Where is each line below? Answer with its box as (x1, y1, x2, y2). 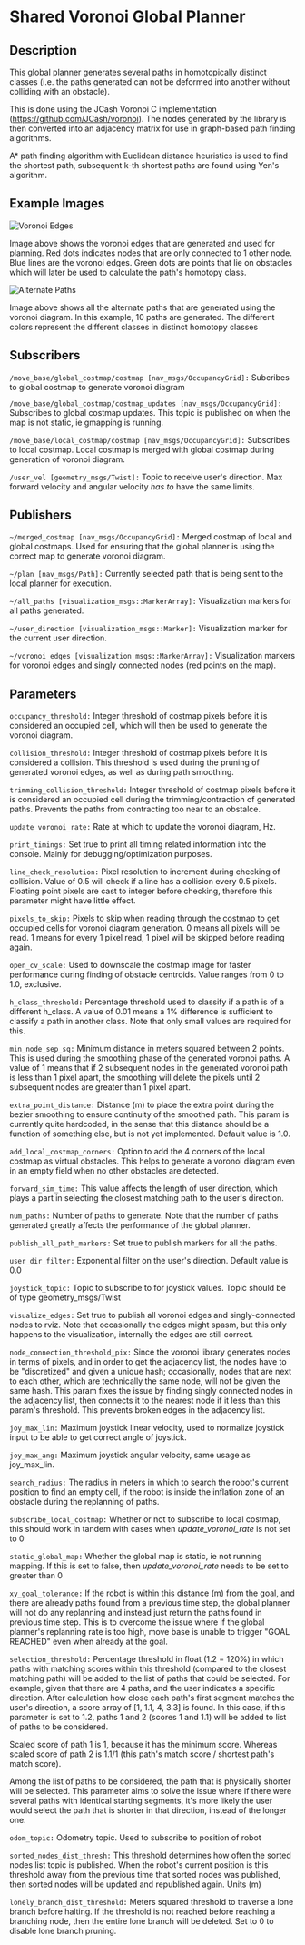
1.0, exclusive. (9, 979, 62, 990)
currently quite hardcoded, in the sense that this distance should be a (9, 1119, 270, 1130)
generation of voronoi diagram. (9, 453, 125, 465)
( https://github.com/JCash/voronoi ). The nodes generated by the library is (9, 114, 287, 124)
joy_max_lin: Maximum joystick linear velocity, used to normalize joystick (9, 1422, 285, 1434)
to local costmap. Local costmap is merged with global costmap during (9, 444, 275, 455)
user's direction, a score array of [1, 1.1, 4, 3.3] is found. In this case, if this (9, 1702, 286, 1713)
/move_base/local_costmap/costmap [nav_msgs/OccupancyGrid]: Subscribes (9, 434, 290, 445)
